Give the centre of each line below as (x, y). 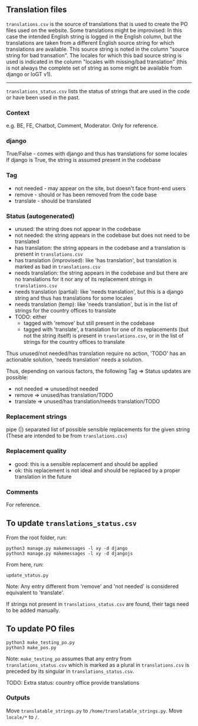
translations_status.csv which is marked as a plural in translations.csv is (98, 665)
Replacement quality (36, 451)
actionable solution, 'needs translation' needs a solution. (75, 359)
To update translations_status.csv (72, 523)
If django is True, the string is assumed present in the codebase (83, 160)
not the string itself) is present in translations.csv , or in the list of (103, 336)
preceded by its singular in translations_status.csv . (70, 671)
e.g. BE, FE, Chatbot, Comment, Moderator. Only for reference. (82, 126)
